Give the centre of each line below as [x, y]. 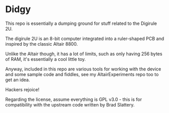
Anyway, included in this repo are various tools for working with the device [83, 69]
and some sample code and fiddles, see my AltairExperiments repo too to [82, 74]
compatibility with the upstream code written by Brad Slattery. [70, 104]
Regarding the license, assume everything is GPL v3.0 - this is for [74, 99]
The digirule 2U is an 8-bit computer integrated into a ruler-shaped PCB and [85, 39]
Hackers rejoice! [22, 89]
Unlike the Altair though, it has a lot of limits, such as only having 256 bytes [84, 54]
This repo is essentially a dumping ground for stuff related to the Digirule [81, 23]
